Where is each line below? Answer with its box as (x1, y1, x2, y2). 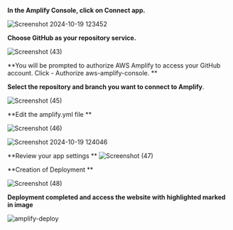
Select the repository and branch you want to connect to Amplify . (7, 83, 205, 91)
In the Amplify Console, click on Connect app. (7, 6, 146, 14)
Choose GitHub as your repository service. (7, 33, 136, 42)
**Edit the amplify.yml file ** (7, 110, 92, 118)
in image (7, 201, 33, 209)
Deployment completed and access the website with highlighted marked (7, 193, 226, 202)
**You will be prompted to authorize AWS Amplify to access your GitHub (7, 61, 221, 70)
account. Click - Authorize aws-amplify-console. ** (7, 69, 158, 77)
